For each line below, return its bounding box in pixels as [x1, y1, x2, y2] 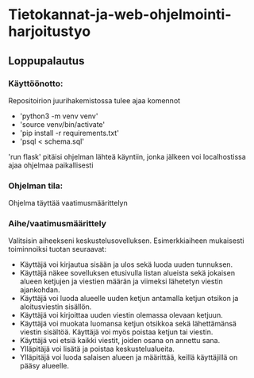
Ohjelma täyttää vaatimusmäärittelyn [8, 199, 129, 208]
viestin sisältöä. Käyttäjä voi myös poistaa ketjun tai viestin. [19, 327, 214, 337]
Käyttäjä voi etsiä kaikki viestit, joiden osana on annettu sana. [19, 336, 221, 345]
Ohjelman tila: [8, 180, 63, 191]
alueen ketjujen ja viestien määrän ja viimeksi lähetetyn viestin [19, 276, 224, 287]
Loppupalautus [8, 54, 85, 67]
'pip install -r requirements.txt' [19, 128, 119, 137]
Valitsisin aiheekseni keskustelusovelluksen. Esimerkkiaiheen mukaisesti [8, 236, 244, 245]
